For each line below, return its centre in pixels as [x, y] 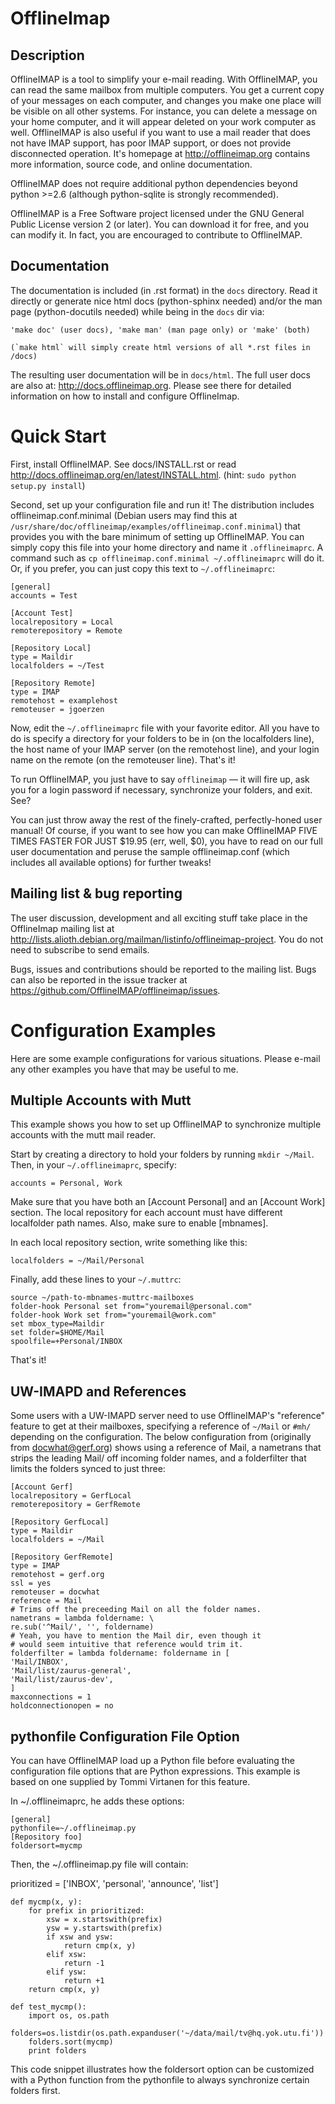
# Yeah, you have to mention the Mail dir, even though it [136, 1636]
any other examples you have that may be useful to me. [124, 1069]
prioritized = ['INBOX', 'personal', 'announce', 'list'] [114, 1883]
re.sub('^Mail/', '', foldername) [82, 1627]
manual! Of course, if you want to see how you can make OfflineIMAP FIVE [164, 830]
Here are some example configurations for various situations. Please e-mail [165, 1058]
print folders [57, 2050]
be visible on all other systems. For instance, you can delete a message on [164, 111]
